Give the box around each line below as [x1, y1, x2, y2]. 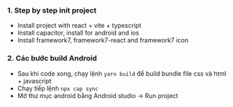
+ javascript [17, 76, 52, 85]
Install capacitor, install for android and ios [17, 28, 140, 37]
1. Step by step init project [7, 6, 97, 15]
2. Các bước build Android [7, 53, 98, 63]
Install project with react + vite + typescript [17, 22, 142, 30]
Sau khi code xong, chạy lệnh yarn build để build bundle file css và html [17, 69, 227, 78]
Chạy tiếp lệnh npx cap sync [17, 84, 99, 92]
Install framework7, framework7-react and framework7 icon [17, 36, 188, 44]
